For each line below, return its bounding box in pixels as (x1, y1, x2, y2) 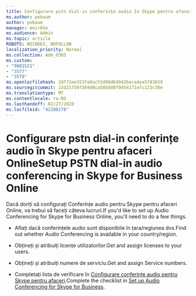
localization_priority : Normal (6, 47, 82, 53)
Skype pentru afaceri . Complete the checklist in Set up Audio (14, 277, 160, 284)
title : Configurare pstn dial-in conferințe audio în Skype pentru (6, 8, 174, 15)
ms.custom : (6, 57, 33, 63)
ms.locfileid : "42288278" (6, 106, 69, 112)
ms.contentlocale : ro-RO (6, 95, 66, 101)
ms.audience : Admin (6, 30, 54, 36)
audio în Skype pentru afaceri (6, 144, 152, 157)
